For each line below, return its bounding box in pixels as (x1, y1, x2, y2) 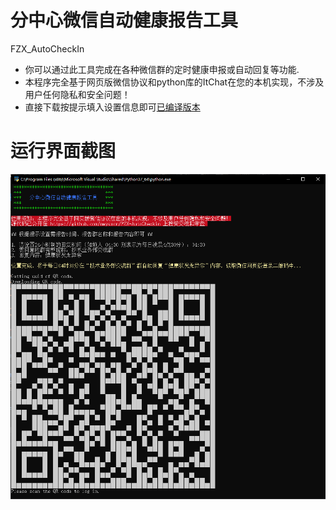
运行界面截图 (10, 140, 117, 163)
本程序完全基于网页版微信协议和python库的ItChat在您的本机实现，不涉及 (24, 76, 325, 88)
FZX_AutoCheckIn (10, 42, 85, 55)
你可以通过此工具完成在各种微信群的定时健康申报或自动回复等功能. (24, 63, 300, 75)
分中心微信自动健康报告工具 (10, 9, 239, 32)
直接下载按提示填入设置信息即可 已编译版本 (24, 101, 201, 113)
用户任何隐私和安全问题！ (24, 88, 131, 100)
